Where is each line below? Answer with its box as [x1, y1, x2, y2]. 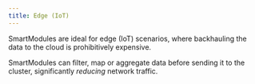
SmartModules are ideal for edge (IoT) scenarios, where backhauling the [8, 34, 247, 43]
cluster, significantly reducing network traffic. [8, 66, 158, 76]
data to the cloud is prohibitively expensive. [8, 42, 152, 52]
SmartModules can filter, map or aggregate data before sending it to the [8, 58, 245, 67]
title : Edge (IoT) [8, 11, 70, 20]
